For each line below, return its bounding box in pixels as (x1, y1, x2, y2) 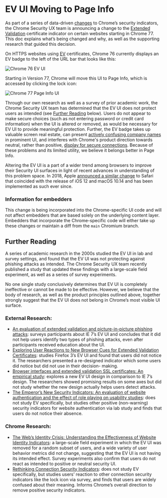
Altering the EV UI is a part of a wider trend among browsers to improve (5, 162, 152, 168)
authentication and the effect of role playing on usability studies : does (12, 395, 156, 401)
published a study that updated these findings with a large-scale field (5, 266, 148, 272)
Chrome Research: (5, 423, 51, 430)
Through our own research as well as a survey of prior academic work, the (5, 99, 158, 105)
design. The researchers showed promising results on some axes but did (12, 379, 162, 385)
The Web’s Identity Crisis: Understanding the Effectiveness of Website (12, 434, 157, 440)
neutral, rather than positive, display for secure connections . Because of (5, 142, 153, 148)
